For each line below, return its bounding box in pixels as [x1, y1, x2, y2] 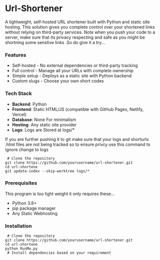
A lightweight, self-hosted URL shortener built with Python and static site [5, 19, 150, 25]
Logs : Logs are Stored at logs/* [12, 127, 75, 133]
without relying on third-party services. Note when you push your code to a [5, 29, 156, 35]
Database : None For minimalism [12, 117, 76, 122]
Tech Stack [5, 90, 32, 97]
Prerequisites [5, 180, 37, 186]
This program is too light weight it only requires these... [5, 191, 115, 197]
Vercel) [12, 111, 27, 117]
